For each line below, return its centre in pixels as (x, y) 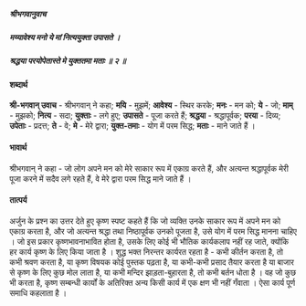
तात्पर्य (18, 200)
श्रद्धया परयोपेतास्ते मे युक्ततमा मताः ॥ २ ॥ (68, 61)
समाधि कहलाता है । (38, 292)
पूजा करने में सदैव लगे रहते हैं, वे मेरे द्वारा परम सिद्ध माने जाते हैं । (100, 178)
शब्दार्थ (19, 84)
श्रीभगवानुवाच (28, 14)
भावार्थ (18, 147)
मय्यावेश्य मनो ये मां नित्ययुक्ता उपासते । (65, 37)
